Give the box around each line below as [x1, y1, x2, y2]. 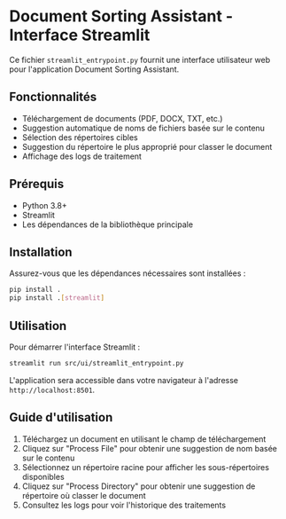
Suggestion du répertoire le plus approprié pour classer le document [21, 141, 273, 152]
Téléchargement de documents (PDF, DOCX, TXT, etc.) [21, 113, 223, 123]
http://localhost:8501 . [9, 384, 96, 395]
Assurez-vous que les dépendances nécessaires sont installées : [9, 268, 246, 279]
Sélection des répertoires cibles [21, 131, 139, 143]
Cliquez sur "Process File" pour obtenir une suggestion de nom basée [21, 443, 277, 453]
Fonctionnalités [9, 90, 97, 105]
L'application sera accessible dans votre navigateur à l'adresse [9, 374, 239, 385]
